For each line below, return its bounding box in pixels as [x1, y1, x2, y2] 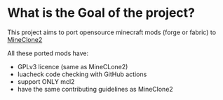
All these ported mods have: [7, 49, 89, 57]
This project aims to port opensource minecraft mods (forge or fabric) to [7, 28, 216, 36]
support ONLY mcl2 [17, 77, 75, 85]
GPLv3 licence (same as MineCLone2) [17, 62, 128, 71]
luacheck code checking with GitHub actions [17, 70, 147, 78]
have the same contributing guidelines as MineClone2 [17, 85, 173, 93]
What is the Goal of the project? [7, 5, 195, 21]
